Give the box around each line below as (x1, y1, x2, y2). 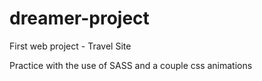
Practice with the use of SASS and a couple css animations (9, 59, 253, 71)
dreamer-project (9, 7, 150, 30)
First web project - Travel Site (9, 40, 132, 52)
